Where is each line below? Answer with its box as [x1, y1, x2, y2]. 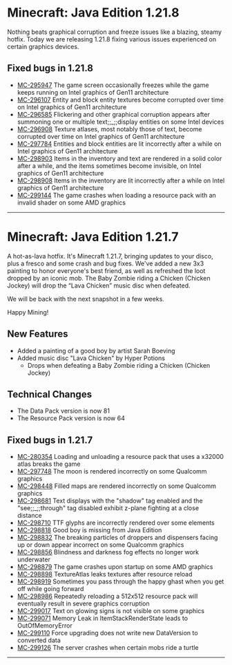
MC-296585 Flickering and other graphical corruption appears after [17, 110, 211, 118]
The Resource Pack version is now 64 [17, 414, 126, 422]
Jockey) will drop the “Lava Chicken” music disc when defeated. [7, 281, 191, 290]
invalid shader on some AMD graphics [17, 198, 126, 207]
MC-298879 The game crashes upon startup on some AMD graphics [17, 563, 213, 571]
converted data [17, 636, 61, 644]
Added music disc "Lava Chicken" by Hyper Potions [17, 354, 166, 362]
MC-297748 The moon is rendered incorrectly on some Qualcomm [17, 467, 207, 476]
